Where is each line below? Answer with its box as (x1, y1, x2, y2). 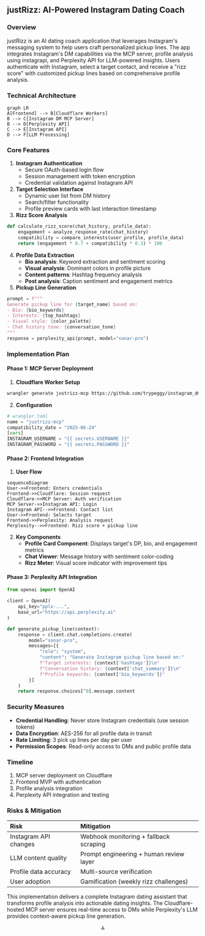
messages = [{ (29, 643, 60, 649)
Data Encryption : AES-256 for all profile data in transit (15, 729, 152, 737)
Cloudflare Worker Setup (15, 378, 81, 386)
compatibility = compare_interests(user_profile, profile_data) (18, 235, 184, 241)
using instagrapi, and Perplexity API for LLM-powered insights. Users (7, 56, 180, 63)
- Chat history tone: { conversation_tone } (7, 324, 116, 330)
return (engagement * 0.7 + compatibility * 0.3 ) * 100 (18, 240, 163, 247)
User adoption (10, 877, 51, 886)
